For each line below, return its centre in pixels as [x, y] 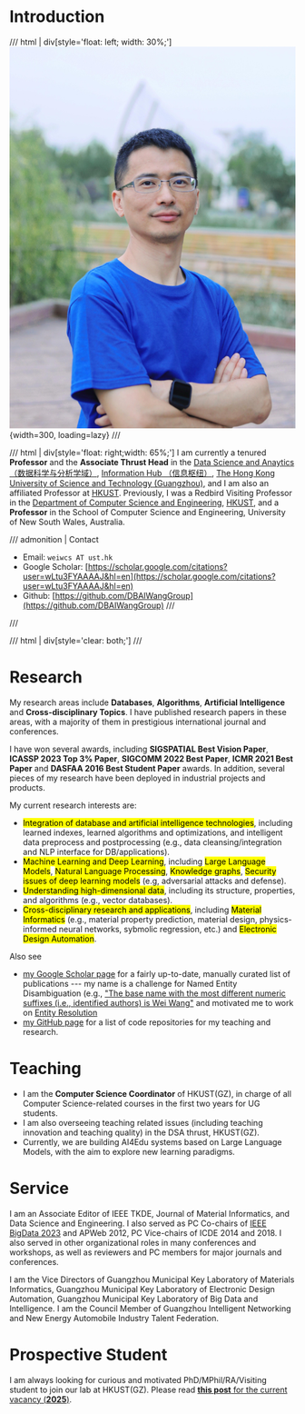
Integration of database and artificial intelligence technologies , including [157, 822]
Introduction [57, 17]
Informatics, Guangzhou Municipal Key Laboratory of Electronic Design [142, 1289]
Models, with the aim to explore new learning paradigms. [129, 1151]
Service [39, 1189]
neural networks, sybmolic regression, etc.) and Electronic [167, 929]
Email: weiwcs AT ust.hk [68, 557]
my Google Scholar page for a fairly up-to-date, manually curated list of [157, 973]
